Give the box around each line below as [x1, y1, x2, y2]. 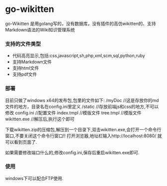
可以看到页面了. [5, 139, 37, 145]
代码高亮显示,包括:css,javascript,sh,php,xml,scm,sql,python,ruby [12, 53, 145, 59]
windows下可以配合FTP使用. [5, 175, 64, 181]
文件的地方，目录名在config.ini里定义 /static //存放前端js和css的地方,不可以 [5, 103, 159, 109]
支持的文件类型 [5, 40, 41, 47]
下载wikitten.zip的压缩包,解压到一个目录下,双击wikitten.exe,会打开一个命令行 [5, 126, 162, 132]
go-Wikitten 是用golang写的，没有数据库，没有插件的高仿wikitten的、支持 [5, 20, 156, 26]
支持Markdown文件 [12, 59, 52, 65]
